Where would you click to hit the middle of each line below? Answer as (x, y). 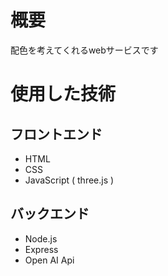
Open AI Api (49, 260)
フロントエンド (56, 134)
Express (41, 249)
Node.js (41, 238)
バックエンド (50, 214)
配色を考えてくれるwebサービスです (84, 50)
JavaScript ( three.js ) (69, 180)
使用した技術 (63, 94)
